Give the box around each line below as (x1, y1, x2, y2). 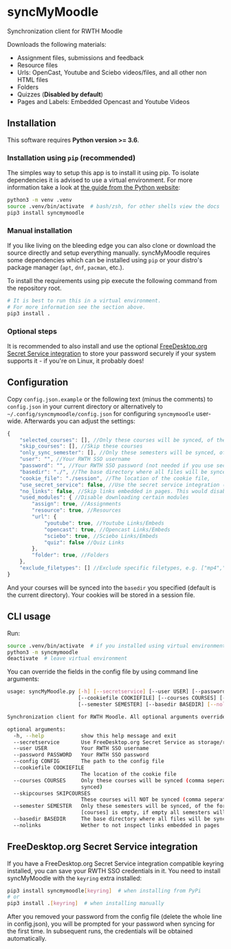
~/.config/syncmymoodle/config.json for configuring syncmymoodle (7, 409, 195, 417)
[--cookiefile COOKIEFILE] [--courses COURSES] (78, 695, 217, 702)
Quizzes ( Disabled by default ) (16, 90, 103, 98)
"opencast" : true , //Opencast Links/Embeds (43, 526, 170, 533)
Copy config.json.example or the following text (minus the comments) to (7, 395, 213, 403)
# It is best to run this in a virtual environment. (7, 297, 162, 304)
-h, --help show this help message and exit (13, 732, 177, 739)
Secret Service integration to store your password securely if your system (7, 349, 217, 357)
